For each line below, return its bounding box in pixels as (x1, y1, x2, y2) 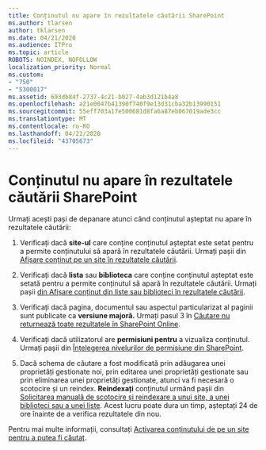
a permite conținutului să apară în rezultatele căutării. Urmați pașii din (19, 247, 247, 256)
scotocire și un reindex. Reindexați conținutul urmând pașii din (19, 384, 224, 394)
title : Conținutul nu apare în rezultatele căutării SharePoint (8, 11, 225, 20)
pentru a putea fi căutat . (8, 433, 87, 443)
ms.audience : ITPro (8, 41, 73, 49)
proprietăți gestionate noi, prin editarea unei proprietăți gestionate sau (19, 367, 249, 377)
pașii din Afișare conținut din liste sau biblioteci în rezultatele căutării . (19, 287, 245, 297)
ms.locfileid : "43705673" (8, 137, 93, 145)
